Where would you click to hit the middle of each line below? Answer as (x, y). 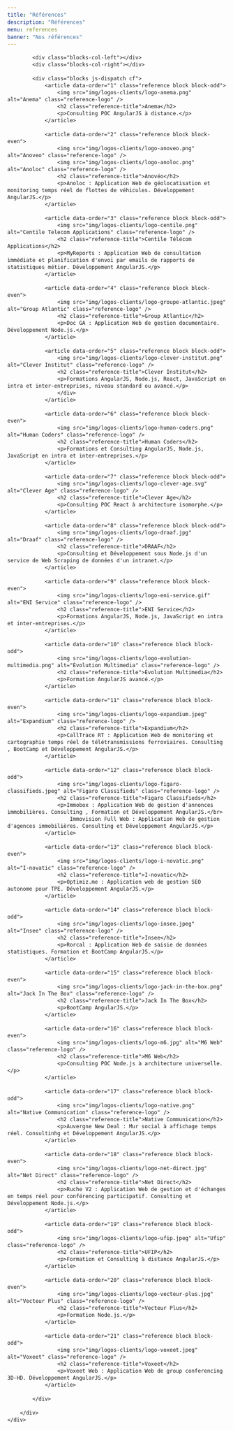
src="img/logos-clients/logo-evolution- (132, 659)
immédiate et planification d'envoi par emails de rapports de (101, 261)
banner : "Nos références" (45, 37)
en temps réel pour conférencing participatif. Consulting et (99, 1197)
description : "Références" (46, 22)
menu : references (32, 29)
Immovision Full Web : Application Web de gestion (144, 819)
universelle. (204, 1064)
